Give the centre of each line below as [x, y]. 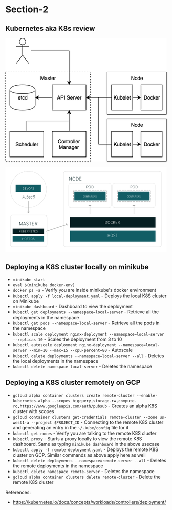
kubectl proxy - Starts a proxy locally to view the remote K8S [77, 438]
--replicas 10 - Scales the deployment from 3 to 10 [67, 339]
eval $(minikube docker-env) [44, 285]
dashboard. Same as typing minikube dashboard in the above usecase [86, 444]
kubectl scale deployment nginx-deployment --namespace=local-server [89, 335]
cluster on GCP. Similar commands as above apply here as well [79, 455]
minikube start [29, 280]
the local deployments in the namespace [56, 361]
